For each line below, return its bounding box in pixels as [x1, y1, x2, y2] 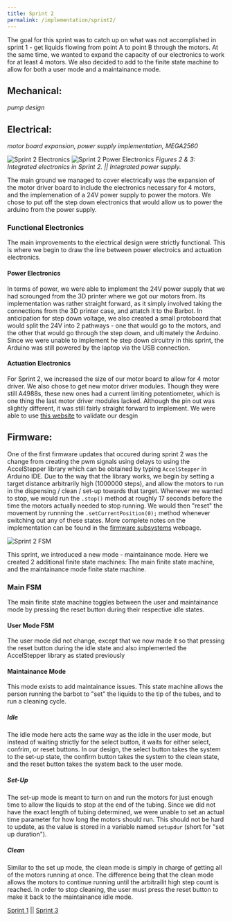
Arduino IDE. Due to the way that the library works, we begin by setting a [7, 472, 215, 480]
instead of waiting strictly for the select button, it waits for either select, [7, 738, 211, 746]
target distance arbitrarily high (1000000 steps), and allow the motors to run [7, 479, 224, 488]
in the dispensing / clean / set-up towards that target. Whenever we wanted [7, 486, 223, 495]
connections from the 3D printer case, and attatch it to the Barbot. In [7, 306, 203, 315]
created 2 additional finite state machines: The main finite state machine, [7, 557, 215, 566]
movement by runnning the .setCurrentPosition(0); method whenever [7, 508, 211, 517]
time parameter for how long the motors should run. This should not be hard [7, 815, 224, 824]
